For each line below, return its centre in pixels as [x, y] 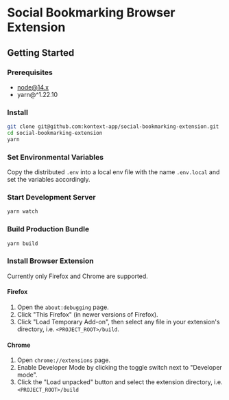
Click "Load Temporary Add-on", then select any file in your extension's [119, 322]
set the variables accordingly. [49, 180]
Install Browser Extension [50, 261]
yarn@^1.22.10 [37, 94]
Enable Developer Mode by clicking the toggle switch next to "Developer [120, 368]
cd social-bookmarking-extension [55, 133]
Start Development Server [51, 198]
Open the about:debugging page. [63, 307]
